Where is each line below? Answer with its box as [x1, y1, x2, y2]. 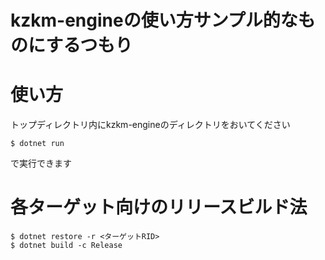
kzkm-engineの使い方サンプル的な [10, 9, 298, 32]
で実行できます [10, 157, 72, 170]
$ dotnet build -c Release [10, 241, 123, 251]
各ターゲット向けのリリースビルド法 [10, 196, 308, 219]
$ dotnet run [10, 139, 65, 149]
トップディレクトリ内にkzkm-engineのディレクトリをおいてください [10, 119, 291, 131]
